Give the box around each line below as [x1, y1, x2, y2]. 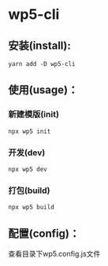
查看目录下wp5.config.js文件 [8, 249, 101, 259]
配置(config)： [8, 227, 80, 240]
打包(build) [8, 185, 50, 196]
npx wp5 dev [8, 165, 47, 173]
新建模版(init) [8, 109, 59, 120]
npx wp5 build [8, 203, 55, 212]
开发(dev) [8, 147, 46, 158]
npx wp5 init [8, 127, 51, 135]
